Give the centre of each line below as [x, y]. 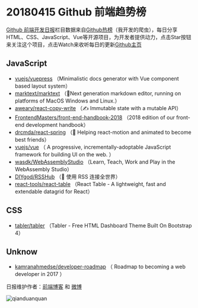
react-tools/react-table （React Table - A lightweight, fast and [90, 184]
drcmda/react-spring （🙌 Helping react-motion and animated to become [103, 132]
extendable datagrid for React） [54, 191]
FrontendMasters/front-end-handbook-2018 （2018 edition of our [95, 117]
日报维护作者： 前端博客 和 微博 [44, 287]
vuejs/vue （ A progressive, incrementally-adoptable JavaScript [93, 147]
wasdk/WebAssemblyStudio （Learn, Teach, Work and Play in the [95, 162]
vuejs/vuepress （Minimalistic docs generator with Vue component [97, 78]
